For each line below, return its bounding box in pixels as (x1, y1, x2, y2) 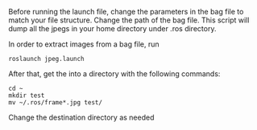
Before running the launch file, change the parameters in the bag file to (8, 7, 244, 16)
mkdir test (8, 91, 45, 100)
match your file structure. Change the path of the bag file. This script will (8, 15, 250, 25)
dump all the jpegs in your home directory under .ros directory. (8, 24, 217, 33)
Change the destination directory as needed (8, 112, 155, 122)
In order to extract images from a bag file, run (8, 39, 160, 49)
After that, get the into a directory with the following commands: (8, 69, 221, 79)
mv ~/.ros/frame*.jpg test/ (8, 99, 103, 107)
